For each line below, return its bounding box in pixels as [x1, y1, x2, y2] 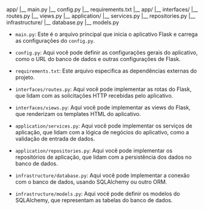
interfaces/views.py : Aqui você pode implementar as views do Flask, [15, 104, 191, 111]
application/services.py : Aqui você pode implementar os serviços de [15, 122, 192, 129]
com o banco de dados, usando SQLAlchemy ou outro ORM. [15, 178, 167, 186]
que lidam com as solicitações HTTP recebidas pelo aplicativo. [15, 92, 173, 99]
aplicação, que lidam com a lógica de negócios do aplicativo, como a [15, 129, 189, 136]
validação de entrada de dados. [15, 135, 95, 142]
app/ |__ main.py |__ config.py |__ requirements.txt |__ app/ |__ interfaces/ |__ [6, 6, 199, 13]
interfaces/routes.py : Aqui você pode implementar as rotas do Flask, [15, 85, 192, 93]
